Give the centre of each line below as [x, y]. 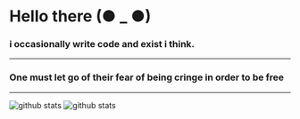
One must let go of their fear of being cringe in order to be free [146, 77]
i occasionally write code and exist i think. [102, 44]
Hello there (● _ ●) [80, 16]
